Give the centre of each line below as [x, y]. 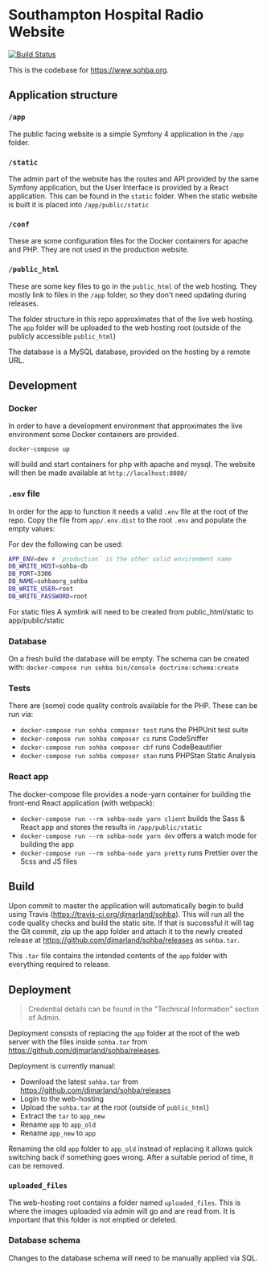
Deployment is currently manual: [62, 1066]
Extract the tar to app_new [62, 1116]
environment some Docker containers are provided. [94, 435]
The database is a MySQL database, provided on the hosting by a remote [129, 352]
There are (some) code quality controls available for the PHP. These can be [133, 706]
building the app [47, 844]
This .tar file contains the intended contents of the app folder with [118, 956]
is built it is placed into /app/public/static [79, 204]
